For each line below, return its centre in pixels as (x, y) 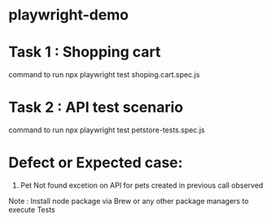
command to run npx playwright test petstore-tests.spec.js (107, 130)
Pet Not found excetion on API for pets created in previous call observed (142, 185)
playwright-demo (68, 15)
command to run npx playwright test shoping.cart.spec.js (104, 75)
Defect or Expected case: (96, 163)
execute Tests (32, 210)
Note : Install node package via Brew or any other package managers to (129, 201)
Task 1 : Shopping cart (85, 52)
